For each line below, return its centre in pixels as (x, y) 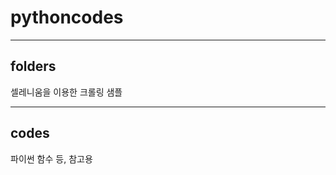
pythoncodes (67, 17)
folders (33, 66)
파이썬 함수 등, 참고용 (51, 158)
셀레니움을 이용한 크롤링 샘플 (66, 92)
